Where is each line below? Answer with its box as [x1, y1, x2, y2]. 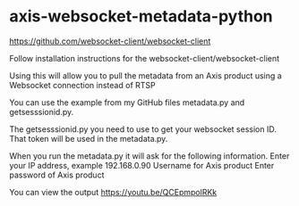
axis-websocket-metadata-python [9, 6, 273, 27]
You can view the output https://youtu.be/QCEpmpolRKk [9, 186, 218, 197]
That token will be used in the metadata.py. [9, 133, 168, 144]
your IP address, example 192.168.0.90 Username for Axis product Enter [9, 160, 275, 170]
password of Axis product [9, 169, 105, 180]
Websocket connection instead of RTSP [9, 79, 156, 90]
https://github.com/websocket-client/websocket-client [9, 36, 211, 46]
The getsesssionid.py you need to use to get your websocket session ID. [9, 123, 278, 135]
